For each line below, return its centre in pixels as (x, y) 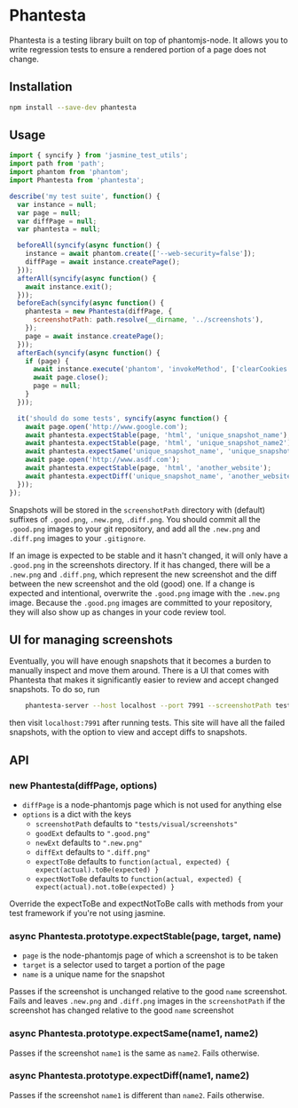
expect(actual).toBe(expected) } (97, 870)
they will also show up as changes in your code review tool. (118, 612)
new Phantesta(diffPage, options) (83, 785)
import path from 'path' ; (57, 164)
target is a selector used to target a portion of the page (123, 965)
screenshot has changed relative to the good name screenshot (122, 1010)
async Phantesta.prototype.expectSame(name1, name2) (134, 1033)
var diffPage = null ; (57, 221)
